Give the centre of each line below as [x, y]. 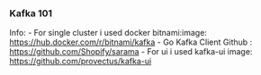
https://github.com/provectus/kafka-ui [81, 62]
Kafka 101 [31, 13]
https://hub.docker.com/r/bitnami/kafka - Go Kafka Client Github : [131, 42]
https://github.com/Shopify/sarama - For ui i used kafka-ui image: [131, 52]
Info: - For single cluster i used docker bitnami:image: [108, 33]
